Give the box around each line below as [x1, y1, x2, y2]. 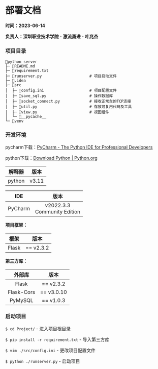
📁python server [5, 59, 38, 64]
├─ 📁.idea [5, 78, 26, 83]
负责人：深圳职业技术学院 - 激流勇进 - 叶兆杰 [5, 33, 99, 39]
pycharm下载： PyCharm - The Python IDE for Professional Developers [5, 144, 153, 150]
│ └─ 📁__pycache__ [5, 114, 47, 119]
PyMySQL [9, 297, 34, 304]
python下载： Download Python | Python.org [5, 155, 98, 161]
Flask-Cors [8, 288, 36, 296]
